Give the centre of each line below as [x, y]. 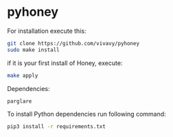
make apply [23, 75]
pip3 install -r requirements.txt [57, 126]
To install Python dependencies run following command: [86, 114]
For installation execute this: [47, 31]
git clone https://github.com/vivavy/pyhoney [73, 43]
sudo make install [33, 50]
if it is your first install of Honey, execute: [65, 63]
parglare [20, 101]
